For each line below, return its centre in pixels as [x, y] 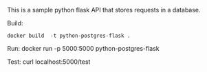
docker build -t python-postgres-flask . [69, 36]
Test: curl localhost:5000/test [49, 62]
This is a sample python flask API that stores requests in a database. [104, 10]
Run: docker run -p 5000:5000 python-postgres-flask [83, 48]
